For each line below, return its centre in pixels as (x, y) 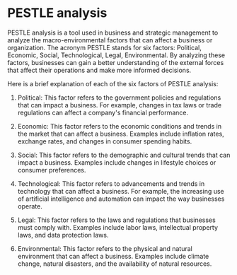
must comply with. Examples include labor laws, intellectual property (117, 227)
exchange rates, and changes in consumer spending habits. (105, 141)
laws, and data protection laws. (63, 235)
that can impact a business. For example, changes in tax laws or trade (119, 105)
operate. (30, 206)
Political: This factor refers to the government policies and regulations (119, 98)
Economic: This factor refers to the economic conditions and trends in (119, 126)
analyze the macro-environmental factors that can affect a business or (110, 40)
